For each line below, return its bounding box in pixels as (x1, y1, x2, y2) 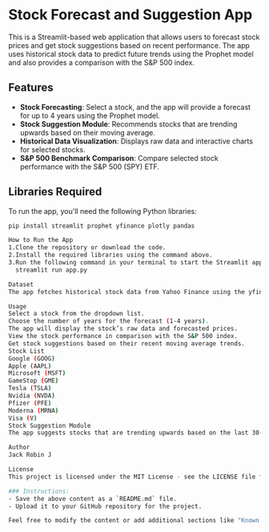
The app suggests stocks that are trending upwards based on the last (8, 429, 249, 437)
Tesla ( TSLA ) (8, 385, 52, 393)
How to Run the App (8, 236, 74, 244)
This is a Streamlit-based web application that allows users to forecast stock (8, 32, 260, 42)
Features (8, 81, 54, 95)
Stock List (8, 347, 45, 355)
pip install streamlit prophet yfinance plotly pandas (8, 222, 195, 230)
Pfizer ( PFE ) (8, 399, 52, 407)
